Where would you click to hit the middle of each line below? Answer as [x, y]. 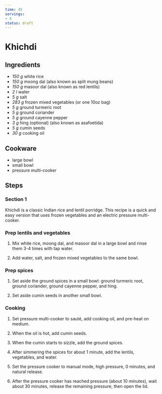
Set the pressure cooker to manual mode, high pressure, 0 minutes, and [84, 366]
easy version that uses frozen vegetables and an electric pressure [71, 215]
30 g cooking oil [28, 133]
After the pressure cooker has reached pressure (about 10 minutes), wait [84, 381]
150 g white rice [28, 77]
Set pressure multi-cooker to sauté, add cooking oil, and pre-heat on [80, 318]
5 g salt [19, 97]
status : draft [19, 23]
